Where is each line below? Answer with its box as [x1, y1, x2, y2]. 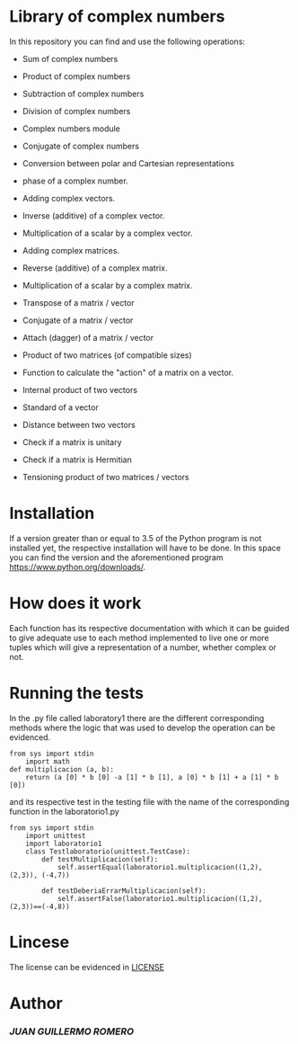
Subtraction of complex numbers [22, 88, 145, 99]
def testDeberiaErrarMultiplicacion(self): [41, 886, 206, 896]
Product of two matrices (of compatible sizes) [22, 349, 193, 361]
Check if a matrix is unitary [22, 436, 122, 447]
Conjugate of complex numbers [22, 140, 140, 151]
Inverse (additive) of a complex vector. [22, 210, 165, 221]
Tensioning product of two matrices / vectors [22, 471, 190, 482]
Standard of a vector [22, 402, 99, 413]
